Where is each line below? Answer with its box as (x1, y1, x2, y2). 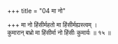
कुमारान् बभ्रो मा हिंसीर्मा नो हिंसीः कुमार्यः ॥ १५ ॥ (7, 29, 111, 36)
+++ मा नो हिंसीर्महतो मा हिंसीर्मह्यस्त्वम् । (7, 21, 98, 29)
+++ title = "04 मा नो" (7, 7, 66, 15)
